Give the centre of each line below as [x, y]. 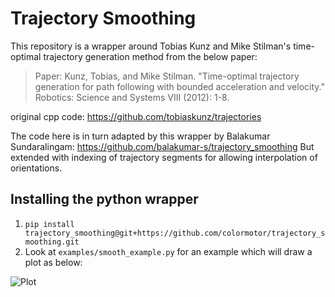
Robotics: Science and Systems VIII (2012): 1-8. [132, 97]
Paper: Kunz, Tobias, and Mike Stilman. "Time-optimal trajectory [167, 76]
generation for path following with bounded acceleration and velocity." [179, 86]
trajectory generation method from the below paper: [150, 56]
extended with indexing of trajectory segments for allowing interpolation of [164, 157]
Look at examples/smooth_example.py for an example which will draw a [168, 251]
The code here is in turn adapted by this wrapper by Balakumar [140, 136]
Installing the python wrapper [104, 199]
